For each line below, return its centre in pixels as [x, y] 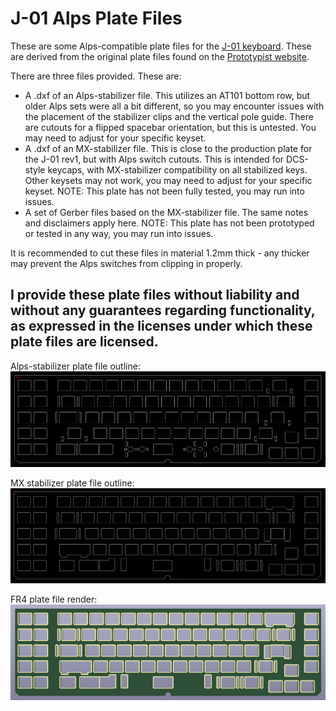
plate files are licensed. [84, 342]
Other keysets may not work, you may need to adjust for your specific [168, 180]
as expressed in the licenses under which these [161, 326]
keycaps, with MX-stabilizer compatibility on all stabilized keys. [177, 169]
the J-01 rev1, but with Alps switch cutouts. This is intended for [154, 159]
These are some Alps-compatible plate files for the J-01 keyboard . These [161, 46]
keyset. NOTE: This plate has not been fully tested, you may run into [164, 191]
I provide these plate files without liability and [155, 295]
